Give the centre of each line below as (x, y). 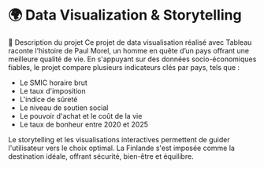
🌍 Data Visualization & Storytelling (125, 15)
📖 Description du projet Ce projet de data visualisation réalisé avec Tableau (130, 42)
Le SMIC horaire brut (54, 83)
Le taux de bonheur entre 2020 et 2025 (84, 124)
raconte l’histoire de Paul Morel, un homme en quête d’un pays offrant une (129, 50)
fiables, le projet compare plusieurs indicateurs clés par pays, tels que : (124, 67)
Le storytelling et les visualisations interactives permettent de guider (119, 139)
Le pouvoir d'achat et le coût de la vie (81, 116)
